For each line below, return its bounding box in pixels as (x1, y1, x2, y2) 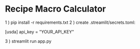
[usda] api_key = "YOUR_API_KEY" (5, 29, 74, 34)
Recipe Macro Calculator (5, 3, 106, 15)
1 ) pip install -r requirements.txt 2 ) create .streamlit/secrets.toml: (5, 19, 136, 25)
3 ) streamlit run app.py (5, 38, 52, 44)
